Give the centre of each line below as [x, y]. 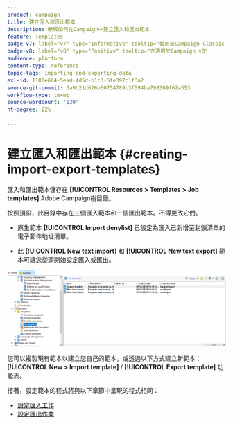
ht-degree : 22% [29, 110]
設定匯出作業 [35, 414]
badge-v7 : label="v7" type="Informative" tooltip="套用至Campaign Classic [116, 44]
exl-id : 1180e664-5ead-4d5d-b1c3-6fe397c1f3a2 [76, 80]
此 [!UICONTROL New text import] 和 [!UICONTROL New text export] [117, 251]
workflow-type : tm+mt [38, 95]
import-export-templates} [84, 169]
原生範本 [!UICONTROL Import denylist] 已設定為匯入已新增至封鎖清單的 [121, 227]
